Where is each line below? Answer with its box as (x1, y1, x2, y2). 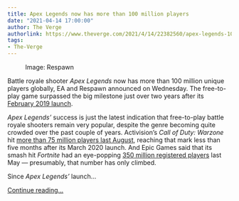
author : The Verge (7, 23, 62, 31)
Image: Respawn (25, 63, 75, 71)
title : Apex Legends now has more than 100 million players (7, 10, 190, 18)
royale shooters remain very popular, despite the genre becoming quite (7, 121, 216, 129)
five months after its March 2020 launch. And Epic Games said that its (7, 143, 212, 151)
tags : (7, 37, 23, 44)
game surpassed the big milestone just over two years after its (21, 92, 204, 100)
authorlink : (7, 30, 43, 38)
